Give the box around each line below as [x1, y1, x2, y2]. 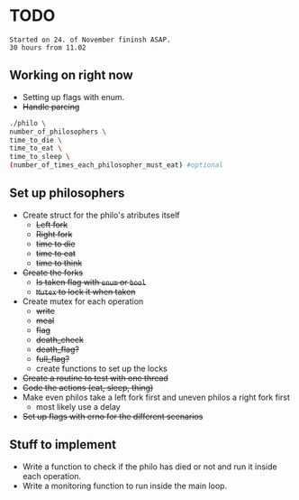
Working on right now [9, 68, 133, 83]
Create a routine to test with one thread [22, 372, 168, 384]
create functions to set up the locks [35, 363, 168, 374]
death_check [35, 334, 84, 345]
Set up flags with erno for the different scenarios [22, 411, 204, 421]
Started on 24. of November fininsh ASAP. [9, 35, 171, 44]
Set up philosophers [9, 186, 125, 201]
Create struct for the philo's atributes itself [22, 209, 180, 220]
